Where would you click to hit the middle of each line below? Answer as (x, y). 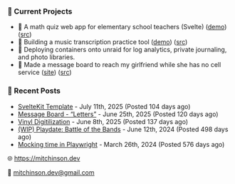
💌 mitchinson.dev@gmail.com (51, 172)
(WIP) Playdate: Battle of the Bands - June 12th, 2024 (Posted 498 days (123, 129)
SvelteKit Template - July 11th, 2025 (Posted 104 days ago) (104, 106)
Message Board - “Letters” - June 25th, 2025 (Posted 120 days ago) (118, 114)
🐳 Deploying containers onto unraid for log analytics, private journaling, (122, 50)
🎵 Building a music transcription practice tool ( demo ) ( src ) (103, 42)
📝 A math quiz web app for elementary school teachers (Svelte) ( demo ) (122, 27)
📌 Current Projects (40, 11)
